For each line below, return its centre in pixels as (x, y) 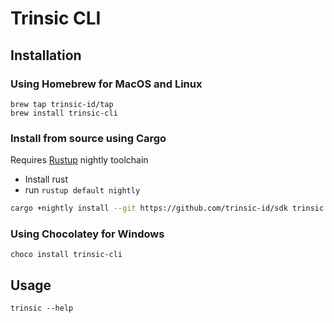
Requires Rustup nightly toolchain (79, 160)
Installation (46, 55)
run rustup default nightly (82, 190)
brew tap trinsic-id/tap (62, 104)
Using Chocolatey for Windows (87, 234)
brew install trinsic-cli (64, 113)
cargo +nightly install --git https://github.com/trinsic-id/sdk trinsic (167, 208)
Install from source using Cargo (88, 138)
